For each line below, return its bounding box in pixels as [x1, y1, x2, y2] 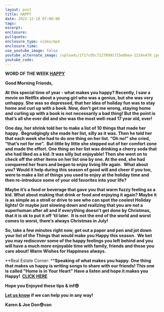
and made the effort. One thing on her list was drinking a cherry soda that [5, 146, 157, 152]
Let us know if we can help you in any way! [5, 292, 94, 298]
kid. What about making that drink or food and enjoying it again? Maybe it [5, 192, 157, 198]
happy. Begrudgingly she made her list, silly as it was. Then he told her [5, 130, 152, 136]
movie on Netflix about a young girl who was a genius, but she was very [5, 95, 154, 101]
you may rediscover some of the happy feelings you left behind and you [5, 238, 153, 244]
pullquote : [5, 35, 27, 40]
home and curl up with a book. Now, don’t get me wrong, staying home [5, 105, 151, 111]
